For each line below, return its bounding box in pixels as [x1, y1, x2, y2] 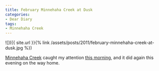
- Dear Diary [5, 16, 32, 21]
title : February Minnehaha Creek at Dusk [5, 7, 93, 12]
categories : [5, 12, 30, 17]
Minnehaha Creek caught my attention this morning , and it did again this [5, 54, 154, 60]
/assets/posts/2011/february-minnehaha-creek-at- [50, 39, 154, 45]
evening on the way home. [5, 60, 60, 66]
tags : [5, 21, 16, 26]
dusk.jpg [5, 45, 23, 51]
